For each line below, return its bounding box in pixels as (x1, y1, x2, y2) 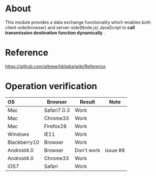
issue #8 (105, 146, 125, 153)
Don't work (74, 146, 100, 153)
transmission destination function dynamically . (5, 30, 105, 35)
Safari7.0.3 (44, 106, 70, 113)
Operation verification (5, 81, 97, 92)
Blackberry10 (7, 139, 39, 145)
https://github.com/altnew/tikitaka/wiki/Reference (5, 63, 106, 69)
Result (79, 98, 95, 105)
